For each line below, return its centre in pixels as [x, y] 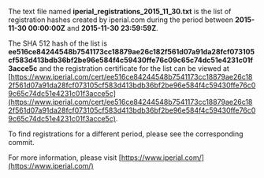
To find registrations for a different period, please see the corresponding [126, 134]
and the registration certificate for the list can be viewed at [134, 69]
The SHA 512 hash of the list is [58, 43]
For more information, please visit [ [65, 158]
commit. [21, 142]
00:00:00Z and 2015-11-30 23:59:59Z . [93, 28]
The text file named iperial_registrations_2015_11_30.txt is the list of [120, 11]
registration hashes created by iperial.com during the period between [121, 20]
